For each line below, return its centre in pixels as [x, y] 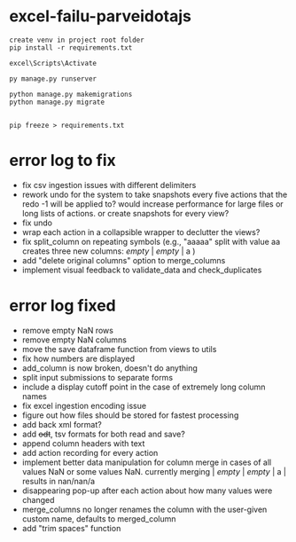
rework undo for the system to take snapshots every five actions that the [155, 194]
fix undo [37, 223]
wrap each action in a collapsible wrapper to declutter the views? [141, 232]
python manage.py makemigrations [71, 94]
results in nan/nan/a [58, 481]
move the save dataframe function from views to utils [119, 349]
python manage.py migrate [57, 102]
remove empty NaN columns [74, 340]
